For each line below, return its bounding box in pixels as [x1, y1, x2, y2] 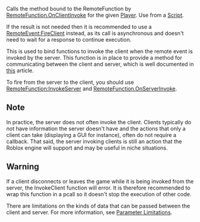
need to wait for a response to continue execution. [6, 36, 132, 43]
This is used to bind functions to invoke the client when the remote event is [6, 48, 193, 55]
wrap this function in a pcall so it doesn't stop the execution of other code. [6, 190, 192, 198]
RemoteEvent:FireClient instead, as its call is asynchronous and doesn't [6, 30, 184, 37]
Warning [6, 162, 39, 172]
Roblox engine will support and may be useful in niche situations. [6, 144, 168, 151]
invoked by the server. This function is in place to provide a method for [6, 54, 182, 61]
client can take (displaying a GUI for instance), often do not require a [6, 131, 176, 138]
